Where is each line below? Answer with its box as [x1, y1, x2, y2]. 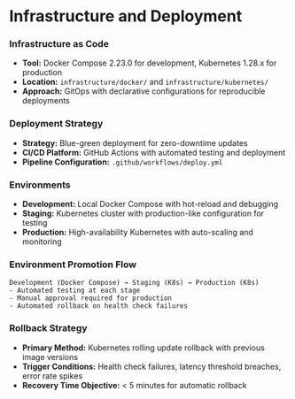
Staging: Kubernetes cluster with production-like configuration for [21, 208, 264, 219]
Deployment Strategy [9, 118, 104, 130]
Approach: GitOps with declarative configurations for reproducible [21, 86, 266, 96]
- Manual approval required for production [9, 294, 173, 303]
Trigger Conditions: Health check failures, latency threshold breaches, [21, 361, 282, 372]
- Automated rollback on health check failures [9, 302, 189, 311]
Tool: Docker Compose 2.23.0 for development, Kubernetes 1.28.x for [21, 58, 277, 68]
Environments [9, 179, 71, 191]
